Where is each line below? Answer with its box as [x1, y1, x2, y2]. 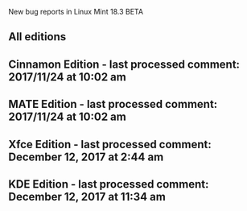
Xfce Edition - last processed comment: [8, 137, 212, 151]
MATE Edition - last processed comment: [8, 97, 218, 111]
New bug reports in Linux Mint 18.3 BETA [8, 7, 143, 16]
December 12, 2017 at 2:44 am [8, 150, 164, 163]
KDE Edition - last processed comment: [8, 177, 209, 191]
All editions [8, 30, 67, 43]
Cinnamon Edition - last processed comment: [8, 57, 240, 71]
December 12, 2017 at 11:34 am [8, 189, 167, 204]
